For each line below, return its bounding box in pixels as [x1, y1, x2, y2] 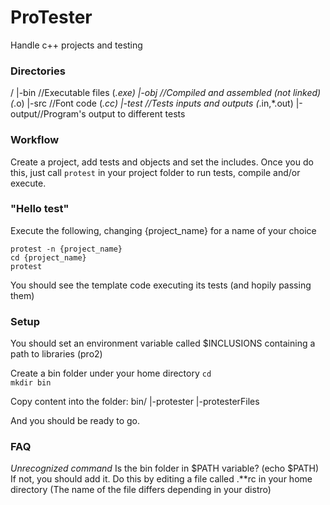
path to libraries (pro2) [10, 348, 103, 360]
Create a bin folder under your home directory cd [10, 367, 212, 380]
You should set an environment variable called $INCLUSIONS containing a [10, 337, 316, 350]
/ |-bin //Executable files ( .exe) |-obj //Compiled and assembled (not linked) [10, 87, 322, 99]
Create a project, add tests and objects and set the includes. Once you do [10, 156, 314, 168]
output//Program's [10, 108, 87, 120]
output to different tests [88, 108, 186, 120]
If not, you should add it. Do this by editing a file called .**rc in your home [10, 473, 313, 485]
